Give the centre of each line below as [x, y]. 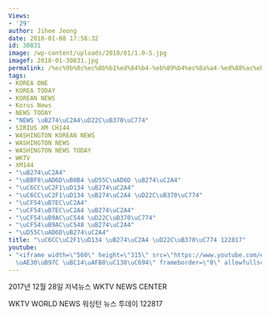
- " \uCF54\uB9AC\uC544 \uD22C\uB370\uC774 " [82, 218]
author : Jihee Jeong [43, 31]
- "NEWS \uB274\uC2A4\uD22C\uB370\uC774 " [79, 121]
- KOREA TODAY [32, 90]
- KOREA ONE [28, 83]
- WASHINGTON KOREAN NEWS [51, 135]
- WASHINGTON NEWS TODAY [50, 150]
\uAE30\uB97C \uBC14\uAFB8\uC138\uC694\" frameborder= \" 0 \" [118, 262]
